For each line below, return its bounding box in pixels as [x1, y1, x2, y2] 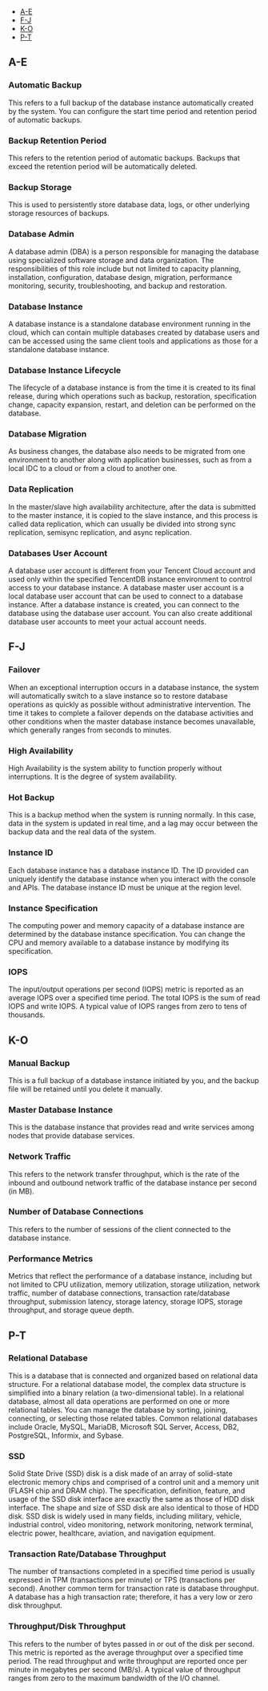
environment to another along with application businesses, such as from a [8, 455, 252, 464]
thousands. [8, 1010, 46, 1020]
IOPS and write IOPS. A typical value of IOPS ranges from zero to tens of [8, 1002, 247, 1012]
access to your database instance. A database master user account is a [8, 583, 244, 593]
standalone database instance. [8, 344, 110, 354]
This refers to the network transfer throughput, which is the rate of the [8, 1169, 240, 1178]
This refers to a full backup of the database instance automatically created [8, 98, 254, 107]
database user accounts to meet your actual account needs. [8, 617, 206, 627]
